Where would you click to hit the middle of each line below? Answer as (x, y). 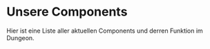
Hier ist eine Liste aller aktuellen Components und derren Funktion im (105, 31)
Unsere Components (67, 12)
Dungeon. (21, 37)
